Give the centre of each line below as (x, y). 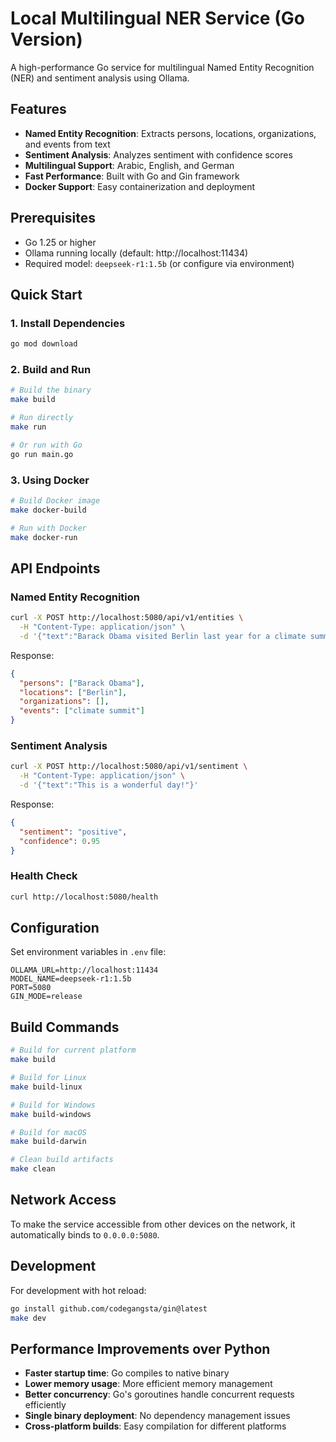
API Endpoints (55, 568)
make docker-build (48, 510)
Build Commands (65, 1027)
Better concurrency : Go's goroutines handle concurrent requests (159, 1394)
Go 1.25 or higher (60, 242)
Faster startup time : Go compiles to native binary (127, 1373)
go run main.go (42, 454)
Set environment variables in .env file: (88, 952)
